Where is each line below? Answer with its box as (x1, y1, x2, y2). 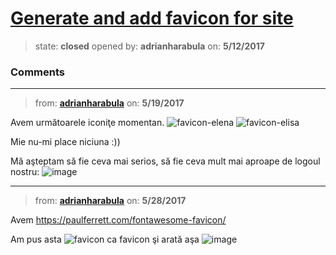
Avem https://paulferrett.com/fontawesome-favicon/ (10, 214, 227, 226)
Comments (10, 65, 65, 79)
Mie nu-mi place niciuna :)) (10, 136, 121, 148)
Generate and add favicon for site (10, 7, 294, 30)
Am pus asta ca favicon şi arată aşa (10, 233, 200, 246)
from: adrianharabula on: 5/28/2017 (34, 195, 187, 207)
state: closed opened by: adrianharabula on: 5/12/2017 (34, 40, 265, 52)
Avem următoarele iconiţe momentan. (10, 117, 165, 129)
